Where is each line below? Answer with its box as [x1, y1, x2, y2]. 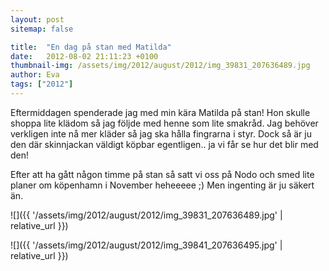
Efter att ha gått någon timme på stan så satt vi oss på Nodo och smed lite [10, 168, 315, 180]
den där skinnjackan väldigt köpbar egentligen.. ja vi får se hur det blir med [10, 138, 319, 150]
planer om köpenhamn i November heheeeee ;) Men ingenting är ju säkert [10, 179, 315, 191]
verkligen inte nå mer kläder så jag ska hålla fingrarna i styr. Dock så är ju [10, 127, 312, 140]
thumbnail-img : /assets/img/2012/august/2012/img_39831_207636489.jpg [10, 61, 311, 71]
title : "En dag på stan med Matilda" [10, 42, 172, 52]
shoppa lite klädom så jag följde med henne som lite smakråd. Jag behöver [10, 117, 319, 129]
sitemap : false [10, 24, 74, 34]
